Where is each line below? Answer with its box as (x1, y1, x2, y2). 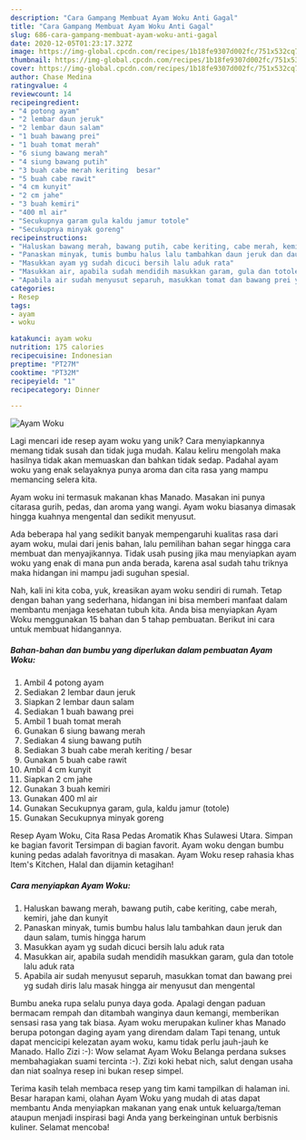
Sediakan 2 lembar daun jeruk (23, 687, 136, 698)
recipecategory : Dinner (10, 385, 101, 394)
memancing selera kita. (10, 474, 98, 485)
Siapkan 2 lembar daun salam (23, 697, 135, 708)
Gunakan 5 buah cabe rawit (23, 754, 127, 765)
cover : (10, 65, 35, 74)
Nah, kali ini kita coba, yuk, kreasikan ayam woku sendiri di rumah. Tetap (10, 585, 282, 596)
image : (10, 47, 35, 56)
